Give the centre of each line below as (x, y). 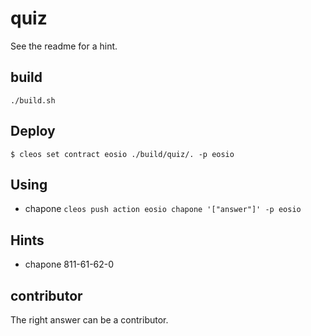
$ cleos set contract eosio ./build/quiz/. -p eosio (122, 154)
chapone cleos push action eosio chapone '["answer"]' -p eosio (163, 209)
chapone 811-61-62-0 (69, 264)
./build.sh (33, 100)
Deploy (33, 131)
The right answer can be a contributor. (89, 320)
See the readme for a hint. (64, 46)
